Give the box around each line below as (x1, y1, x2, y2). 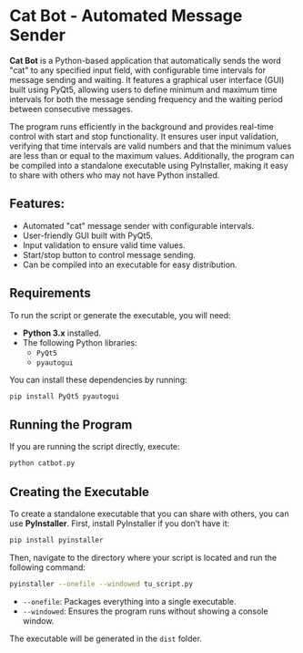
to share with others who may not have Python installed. (9, 170, 220, 181)
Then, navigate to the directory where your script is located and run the (9, 552, 278, 563)
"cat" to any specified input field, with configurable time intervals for (9, 65, 267, 76)
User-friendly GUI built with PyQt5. (22, 230, 153, 241)
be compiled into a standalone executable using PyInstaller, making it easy (9, 160, 288, 171)
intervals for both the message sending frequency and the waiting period (9, 93, 284, 105)
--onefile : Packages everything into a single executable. (22, 596, 237, 606)
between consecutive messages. (9, 103, 134, 114)
